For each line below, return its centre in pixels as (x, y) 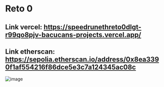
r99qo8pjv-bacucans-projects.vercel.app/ (73, 35)
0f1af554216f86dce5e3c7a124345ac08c (70, 67)
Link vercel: (24, 27)
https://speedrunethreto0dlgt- (92, 27)
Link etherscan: (30, 51)
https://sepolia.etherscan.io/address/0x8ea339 (82, 59)
